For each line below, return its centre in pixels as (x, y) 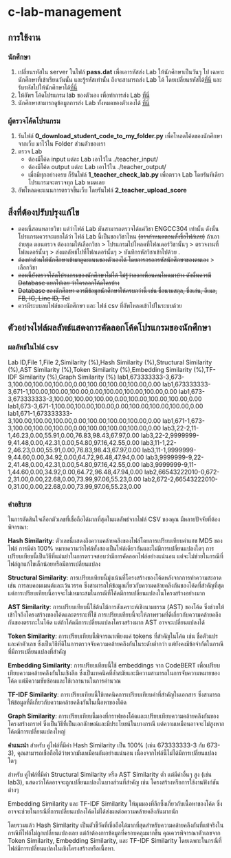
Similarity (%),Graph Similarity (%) (67, 377)
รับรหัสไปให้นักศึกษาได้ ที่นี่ (47, 87)
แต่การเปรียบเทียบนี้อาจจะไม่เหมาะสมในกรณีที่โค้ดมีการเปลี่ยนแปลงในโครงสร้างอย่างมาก (107, 593)
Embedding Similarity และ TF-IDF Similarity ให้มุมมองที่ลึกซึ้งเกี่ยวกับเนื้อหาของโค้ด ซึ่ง (115, 803)
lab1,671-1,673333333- (40, 413)
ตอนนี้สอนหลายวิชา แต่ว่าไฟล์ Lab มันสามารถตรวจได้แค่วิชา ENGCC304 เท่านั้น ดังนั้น (118, 228)
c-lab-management (65, 12)
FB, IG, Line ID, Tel (44, 298)
